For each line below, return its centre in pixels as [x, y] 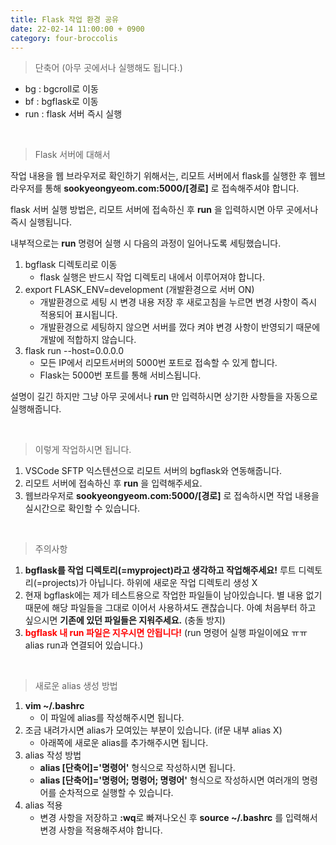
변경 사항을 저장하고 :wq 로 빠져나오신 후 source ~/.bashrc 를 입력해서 [178, 818]
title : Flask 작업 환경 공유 [65, 19]
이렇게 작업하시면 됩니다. [83, 450]
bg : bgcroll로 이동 [61, 89]
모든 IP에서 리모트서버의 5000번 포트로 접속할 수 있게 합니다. [158, 363]
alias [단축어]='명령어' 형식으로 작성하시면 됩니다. [137, 768]
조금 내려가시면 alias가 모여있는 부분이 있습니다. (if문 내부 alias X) [153, 730]
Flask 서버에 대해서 [72, 155]
